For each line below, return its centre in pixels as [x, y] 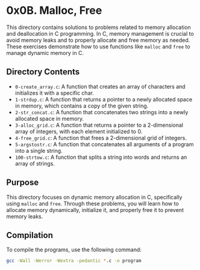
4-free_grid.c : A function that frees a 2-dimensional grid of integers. [101, 138]
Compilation [30, 235]
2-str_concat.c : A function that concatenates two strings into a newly [102, 112]
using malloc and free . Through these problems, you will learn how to [92, 204]
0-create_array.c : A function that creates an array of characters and [100, 86]
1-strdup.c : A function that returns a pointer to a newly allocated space [104, 99]
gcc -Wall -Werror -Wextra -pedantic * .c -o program [74, 261]
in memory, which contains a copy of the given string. [82, 106]
